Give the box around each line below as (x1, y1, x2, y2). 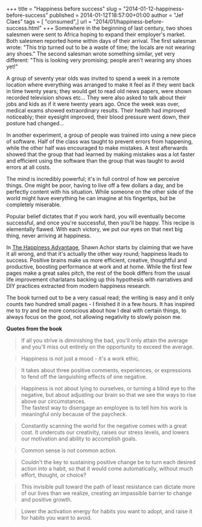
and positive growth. (21, 496, 72, 503)
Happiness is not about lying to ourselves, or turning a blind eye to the (21, 385, 196, 392)
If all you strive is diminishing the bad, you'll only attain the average (21, 337, 188, 344)
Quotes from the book (6, 325, 62, 332)
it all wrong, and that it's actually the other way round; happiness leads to (6, 250, 189, 257)
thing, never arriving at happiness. (6, 232, 92, 239)
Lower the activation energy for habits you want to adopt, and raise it (21, 508, 193, 515)
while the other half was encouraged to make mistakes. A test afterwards (6, 145, 188, 151)
